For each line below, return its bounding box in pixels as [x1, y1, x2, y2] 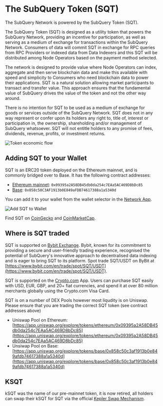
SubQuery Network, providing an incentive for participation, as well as [5, 34, 146, 40]
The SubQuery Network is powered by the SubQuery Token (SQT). [5, 19, 139, 25]
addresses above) [5, 308, 41, 314]
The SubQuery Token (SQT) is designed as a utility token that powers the [5, 29, 152, 35]
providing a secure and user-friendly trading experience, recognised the [5, 247, 150, 253]
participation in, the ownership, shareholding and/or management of [5, 120, 142, 126]
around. [5, 95, 21, 101]
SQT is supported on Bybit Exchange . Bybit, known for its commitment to [5, 242, 151, 248]
